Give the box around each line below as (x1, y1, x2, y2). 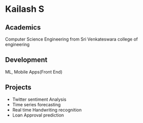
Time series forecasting (12, 101, 61, 107)
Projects (5, 83, 32, 92)
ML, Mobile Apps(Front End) (5, 69, 63, 75)
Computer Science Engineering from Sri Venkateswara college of (5, 36, 138, 42)
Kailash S (5, 3, 45, 15)
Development (5, 56, 48, 64)
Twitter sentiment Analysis (12, 96, 67, 102)
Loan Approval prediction (12, 112, 64, 118)
